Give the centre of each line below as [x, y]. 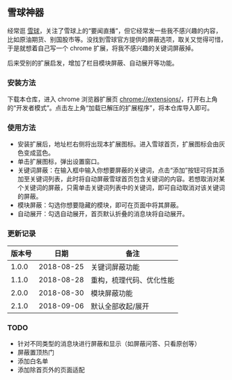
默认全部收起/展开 [120, 306]
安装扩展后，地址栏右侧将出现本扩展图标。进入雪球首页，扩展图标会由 [118, 144]
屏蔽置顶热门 [36, 352]
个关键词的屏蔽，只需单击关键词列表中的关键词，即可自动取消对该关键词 [121, 188]
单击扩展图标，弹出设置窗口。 [60, 162]
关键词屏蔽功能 [115, 267]
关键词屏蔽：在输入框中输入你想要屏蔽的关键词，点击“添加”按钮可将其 [118, 170]
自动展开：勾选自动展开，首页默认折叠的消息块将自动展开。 [103, 214]
